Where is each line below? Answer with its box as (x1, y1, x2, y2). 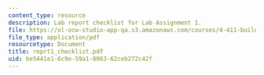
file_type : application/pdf (8, 33, 101, 41)
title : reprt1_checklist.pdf (8, 48, 104, 55)
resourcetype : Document (8, 41, 86, 48)
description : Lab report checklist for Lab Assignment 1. (8, 19, 202, 27)
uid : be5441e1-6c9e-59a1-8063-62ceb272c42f (8, 55, 153, 63)
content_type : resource (8, 11, 86, 20)
